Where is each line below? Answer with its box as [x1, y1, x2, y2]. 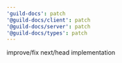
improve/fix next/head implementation [6, 48, 116, 57]
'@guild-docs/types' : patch [6, 29, 88, 37]
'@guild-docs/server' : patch [6, 23, 91, 30]
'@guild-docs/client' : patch [6, 17, 91, 24]
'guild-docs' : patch [6, 10, 67, 17]
